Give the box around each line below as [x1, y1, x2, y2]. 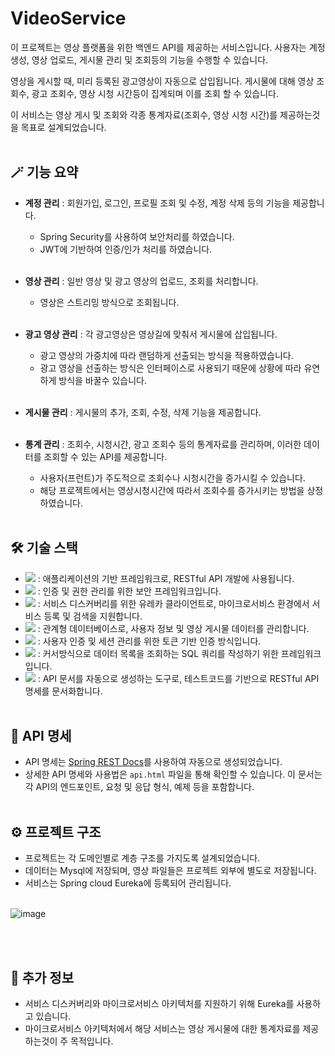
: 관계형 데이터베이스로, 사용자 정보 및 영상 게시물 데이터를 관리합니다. [37, 622, 310, 634]
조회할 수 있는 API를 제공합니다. [43, 450, 168, 462]
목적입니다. [70, 1035, 114, 1047]
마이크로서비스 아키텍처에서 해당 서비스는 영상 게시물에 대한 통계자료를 [24, 1023, 301, 1034]
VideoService [10, 7, 127, 30]
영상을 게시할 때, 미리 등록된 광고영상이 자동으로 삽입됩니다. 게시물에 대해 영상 [10, 75, 315, 87]
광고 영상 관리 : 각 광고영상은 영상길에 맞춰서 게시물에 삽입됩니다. [24, 328, 278, 340]
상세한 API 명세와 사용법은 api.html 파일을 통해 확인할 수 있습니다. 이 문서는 [24, 768, 323, 781]
